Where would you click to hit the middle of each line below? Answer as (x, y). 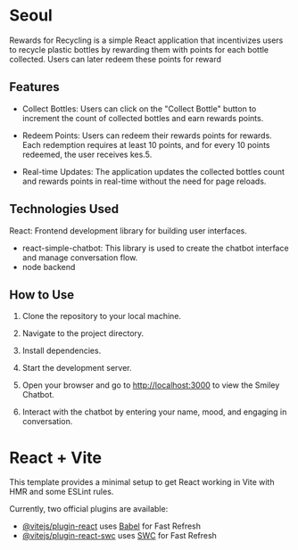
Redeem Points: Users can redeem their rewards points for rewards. (147, 135)
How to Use (42, 295)
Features (34, 87)
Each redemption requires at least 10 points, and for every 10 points (146, 144)
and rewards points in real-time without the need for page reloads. (144, 181)
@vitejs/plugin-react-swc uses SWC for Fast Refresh (119, 536)
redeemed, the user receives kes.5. (87, 154)
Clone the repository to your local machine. (101, 316)
